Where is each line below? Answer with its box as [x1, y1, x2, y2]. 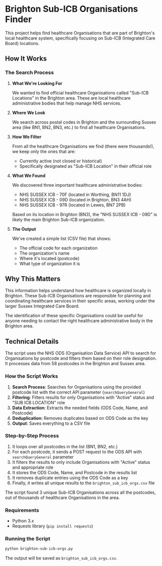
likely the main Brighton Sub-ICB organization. [12, 217, 105, 222]
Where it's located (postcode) [19, 255, 80, 261]
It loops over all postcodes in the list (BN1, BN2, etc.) [12, 443, 118, 449]
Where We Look [12, 109, 45, 115]
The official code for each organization [19, 245, 98, 251]
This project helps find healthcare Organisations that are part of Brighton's [5, 30, 155, 36]
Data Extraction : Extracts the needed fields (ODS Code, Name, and [12, 405, 148, 411]
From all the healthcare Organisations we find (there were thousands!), [12, 143, 155, 149]
